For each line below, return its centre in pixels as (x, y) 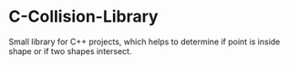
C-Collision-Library (83, 17)
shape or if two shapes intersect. (70, 51)
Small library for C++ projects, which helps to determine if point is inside (144, 42)
